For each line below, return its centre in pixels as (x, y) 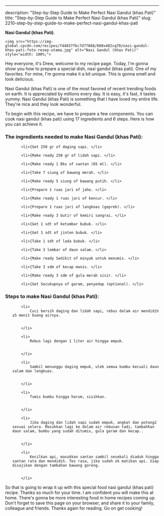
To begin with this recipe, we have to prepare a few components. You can (79, 114)
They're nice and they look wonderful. (43, 104)
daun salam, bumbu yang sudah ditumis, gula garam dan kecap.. (78, 431)
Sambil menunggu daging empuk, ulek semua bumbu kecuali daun (94, 367)
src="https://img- (35, 42)
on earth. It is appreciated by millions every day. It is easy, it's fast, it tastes (81, 94)
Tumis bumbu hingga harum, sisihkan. (68, 397)
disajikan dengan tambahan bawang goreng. (56, 465)
